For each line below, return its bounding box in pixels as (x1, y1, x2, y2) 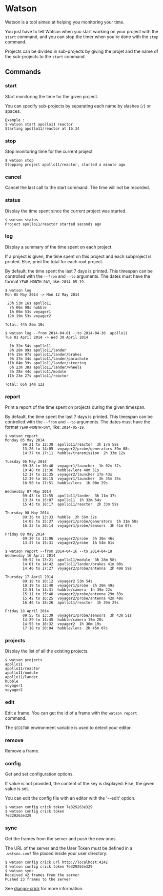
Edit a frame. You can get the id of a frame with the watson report (5, 710, 138, 716)
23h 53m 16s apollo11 (7, 301, 51, 306)
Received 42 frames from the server (5, 873, 80, 877)
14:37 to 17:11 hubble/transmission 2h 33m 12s (22, 451, 125, 456)
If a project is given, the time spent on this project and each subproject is (5, 253, 152, 259)
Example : (5, 118, 25, 123)
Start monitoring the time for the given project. (5, 93, 99, 99)
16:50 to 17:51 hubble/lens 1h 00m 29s (22, 480, 108, 486)
